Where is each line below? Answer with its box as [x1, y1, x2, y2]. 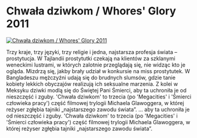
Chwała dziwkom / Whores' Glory [6, 4, 177, 18]
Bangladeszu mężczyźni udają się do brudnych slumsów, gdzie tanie [6, 74, 175, 81]
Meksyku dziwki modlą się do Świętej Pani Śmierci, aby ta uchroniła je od [6, 86, 187, 94]
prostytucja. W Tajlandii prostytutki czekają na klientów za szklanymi [6, 55, 175, 62]
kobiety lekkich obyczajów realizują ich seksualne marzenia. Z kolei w [6, 80, 178, 88]
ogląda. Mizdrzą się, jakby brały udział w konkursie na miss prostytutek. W [6, 67, 190, 74]
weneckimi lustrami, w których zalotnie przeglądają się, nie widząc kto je [6, 61, 186, 68]
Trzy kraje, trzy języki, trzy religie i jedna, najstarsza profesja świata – [6, 48, 178, 55]
